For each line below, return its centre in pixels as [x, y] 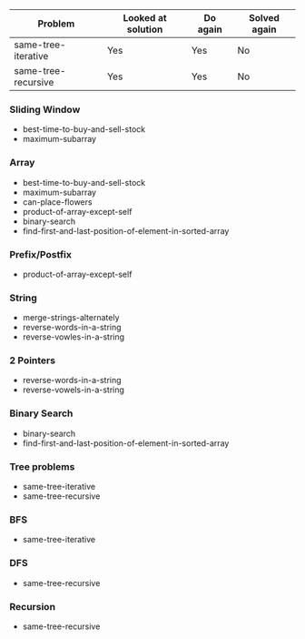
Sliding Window [45, 109]
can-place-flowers [57, 202]
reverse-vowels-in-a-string [74, 390]
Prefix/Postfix [41, 254]
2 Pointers [33, 360]
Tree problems [42, 466]
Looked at [145, 18]
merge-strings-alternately [71, 318]
